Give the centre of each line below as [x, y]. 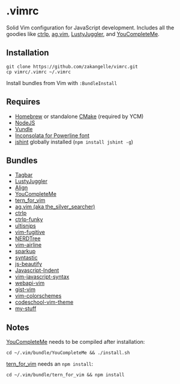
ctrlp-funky [29, 219]
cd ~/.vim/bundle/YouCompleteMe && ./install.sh [68, 353]
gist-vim [25, 289]
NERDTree [28, 238]
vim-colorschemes [38, 296]
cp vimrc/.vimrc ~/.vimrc [38, 72]
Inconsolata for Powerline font [52, 135]
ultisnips [25, 226]
